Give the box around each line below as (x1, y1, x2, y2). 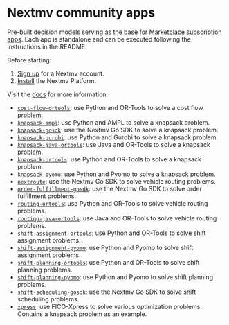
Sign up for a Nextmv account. (17, 69, 105, 78)
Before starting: (7, 55, 52, 64)
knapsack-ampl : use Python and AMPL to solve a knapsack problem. (17, 118, 210, 126)
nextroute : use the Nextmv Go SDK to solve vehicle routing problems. (17, 177, 216, 185)
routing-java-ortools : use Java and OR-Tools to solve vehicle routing (17, 213, 217, 222)
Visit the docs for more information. (7, 90, 109, 98)
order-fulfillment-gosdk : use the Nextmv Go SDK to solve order (17, 184, 203, 193)
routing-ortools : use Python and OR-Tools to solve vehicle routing (17, 199, 208, 207)
